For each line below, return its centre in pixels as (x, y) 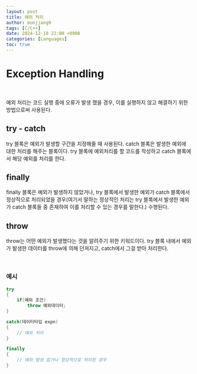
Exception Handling (55, 74)
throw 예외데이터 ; (47, 306)
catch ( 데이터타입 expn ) (32, 322)
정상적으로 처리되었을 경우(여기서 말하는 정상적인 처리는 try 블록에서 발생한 (92, 200)
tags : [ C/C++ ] (24, 28)
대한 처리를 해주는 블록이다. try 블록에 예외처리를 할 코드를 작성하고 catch (91, 151)
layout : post (22, 12)
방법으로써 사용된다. (29, 109)
